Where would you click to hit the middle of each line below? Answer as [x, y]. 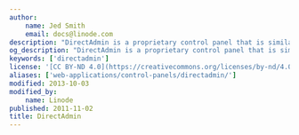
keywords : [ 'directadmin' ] [59, 59]
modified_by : [33, 91]
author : [24, 17]
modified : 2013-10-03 [49, 83]
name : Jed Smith [56, 26]
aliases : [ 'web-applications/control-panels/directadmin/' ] [123, 75]
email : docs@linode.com [69, 34]
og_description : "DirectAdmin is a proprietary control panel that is [143, 51]
